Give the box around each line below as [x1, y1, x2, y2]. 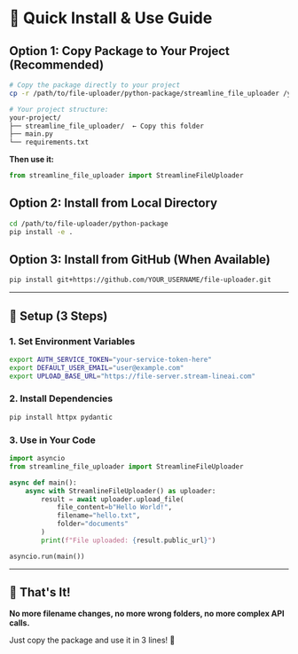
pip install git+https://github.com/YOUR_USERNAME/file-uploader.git [9, 275, 272, 285]
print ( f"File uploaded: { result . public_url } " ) [41, 536, 216, 545]
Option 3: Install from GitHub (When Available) [9, 252, 271, 267]
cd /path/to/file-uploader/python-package [9, 219, 169, 228]
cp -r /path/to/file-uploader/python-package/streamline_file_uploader [9, 89, 279, 98]
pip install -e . [9, 227, 74, 236]
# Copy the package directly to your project [9, 81, 180, 90]
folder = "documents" [56, 519, 129, 529]
